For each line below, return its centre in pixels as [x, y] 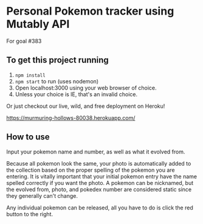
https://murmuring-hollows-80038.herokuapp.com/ [71, 117]
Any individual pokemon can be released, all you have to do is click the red [100, 208]
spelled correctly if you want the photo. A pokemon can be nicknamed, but [100, 183]
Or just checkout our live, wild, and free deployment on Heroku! [86, 106]
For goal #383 [24, 41]
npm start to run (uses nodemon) [57, 81]
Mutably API [38, 24]
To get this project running [58, 60]
